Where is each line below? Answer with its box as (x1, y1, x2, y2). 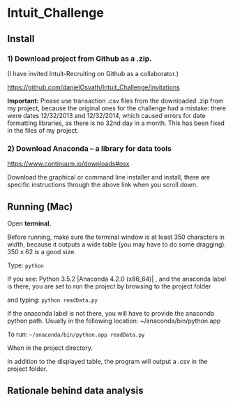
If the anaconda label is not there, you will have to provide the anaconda (7, 309, 215, 317)
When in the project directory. (7, 344, 93, 352)
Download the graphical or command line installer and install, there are (7, 173, 211, 182)
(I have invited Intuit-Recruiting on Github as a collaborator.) (7, 69, 179, 78)
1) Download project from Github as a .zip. (7, 54, 152, 64)
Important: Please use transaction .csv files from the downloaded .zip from (7, 96, 224, 105)
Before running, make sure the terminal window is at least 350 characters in (7, 233, 225, 241)
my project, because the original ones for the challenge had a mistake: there (7, 103, 227, 112)
